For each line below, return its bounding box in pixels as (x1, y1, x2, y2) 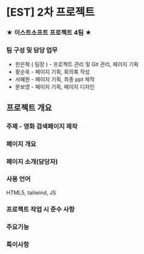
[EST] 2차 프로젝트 (6, 5, 95, 19)
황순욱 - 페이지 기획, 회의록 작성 (14, 68, 90, 76)
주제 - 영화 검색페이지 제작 (6, 122, 78, 130)
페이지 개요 (6, 139, 37, 148)
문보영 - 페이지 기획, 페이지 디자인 (14, 83, 95, 91)
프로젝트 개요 (6, 103, 52, 113)
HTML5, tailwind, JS (6, 189, 56, 196)
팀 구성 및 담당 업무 (6, 46, 58, 55)
